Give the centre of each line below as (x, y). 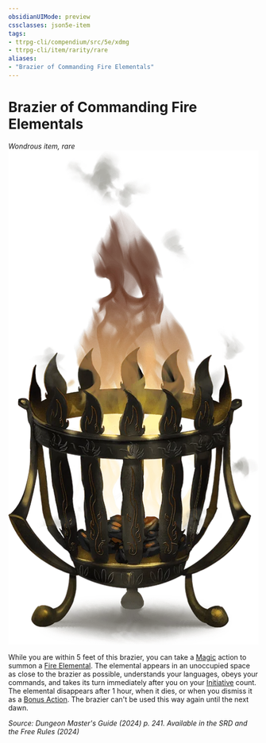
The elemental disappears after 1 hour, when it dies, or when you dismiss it (130, 691)
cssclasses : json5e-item (49, 25)
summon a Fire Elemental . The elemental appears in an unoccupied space (129, 665)
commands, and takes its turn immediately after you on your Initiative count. (132, 682)
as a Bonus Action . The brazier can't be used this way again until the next (129, 699)
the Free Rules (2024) (44, 731)
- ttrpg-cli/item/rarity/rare (58, 50)
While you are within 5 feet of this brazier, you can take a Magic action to (127, 657)
